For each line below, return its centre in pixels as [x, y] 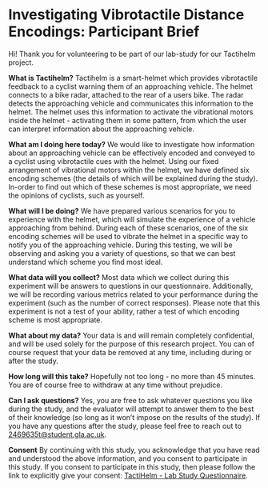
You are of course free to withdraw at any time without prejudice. [115, 385]
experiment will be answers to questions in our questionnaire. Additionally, [131, 286]
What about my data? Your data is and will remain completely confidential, [132, 335]
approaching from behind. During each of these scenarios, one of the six [128, 228]
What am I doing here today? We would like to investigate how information [132, 144]
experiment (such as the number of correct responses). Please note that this [134, 302]
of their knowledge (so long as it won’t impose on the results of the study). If [134, 417]
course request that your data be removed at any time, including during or [130, 352]
